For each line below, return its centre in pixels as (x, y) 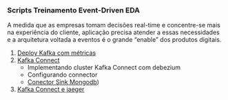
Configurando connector (62, 75)
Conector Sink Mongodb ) (63, 82)
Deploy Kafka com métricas (56, 53)
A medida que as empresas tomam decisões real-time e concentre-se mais (114, 25)
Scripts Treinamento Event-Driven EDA (73, 10)
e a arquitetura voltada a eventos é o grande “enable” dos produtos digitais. (114, 40)
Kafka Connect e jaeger (51, 89)
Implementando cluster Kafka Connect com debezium (104, 68)
